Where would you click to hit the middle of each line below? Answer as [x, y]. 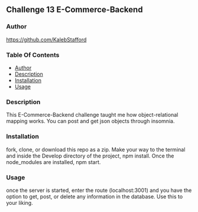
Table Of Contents [33, 54]
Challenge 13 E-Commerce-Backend [74, 10]
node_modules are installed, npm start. [53, 162]
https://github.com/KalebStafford [46, 39]
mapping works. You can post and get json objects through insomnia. [90, 121]
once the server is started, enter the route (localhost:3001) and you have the [99, 190]
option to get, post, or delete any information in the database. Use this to [95, 196]
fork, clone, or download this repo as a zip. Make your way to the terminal [96, 149]
